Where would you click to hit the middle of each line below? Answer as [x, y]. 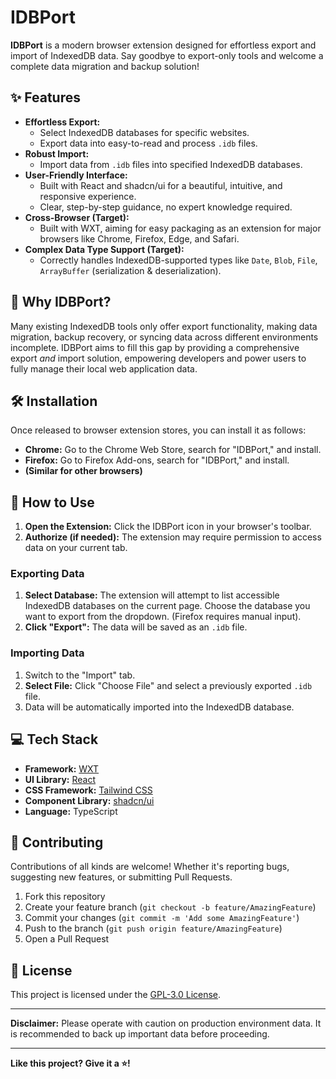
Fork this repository [65, 897]
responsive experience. [88, 196]
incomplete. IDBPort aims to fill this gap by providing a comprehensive [155, 347]
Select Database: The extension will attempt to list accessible [152, 595]
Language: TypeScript [71, 811]
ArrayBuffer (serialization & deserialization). [130, 270]
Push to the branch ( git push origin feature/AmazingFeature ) [153, 928]
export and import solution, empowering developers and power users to [158, 358]
